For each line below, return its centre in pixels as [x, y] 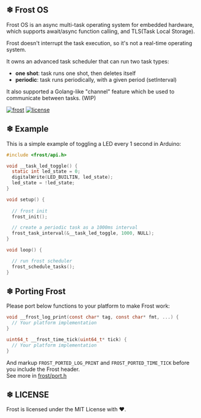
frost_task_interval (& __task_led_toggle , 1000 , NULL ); [83, 233]
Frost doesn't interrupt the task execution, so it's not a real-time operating [99, 43]
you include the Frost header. [43, 369]
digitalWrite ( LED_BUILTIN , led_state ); [63, 177]
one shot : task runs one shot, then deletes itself [75, 73]
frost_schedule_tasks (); [43, 267]
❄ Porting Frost [36, 291]
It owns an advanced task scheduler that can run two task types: [88, 61]
